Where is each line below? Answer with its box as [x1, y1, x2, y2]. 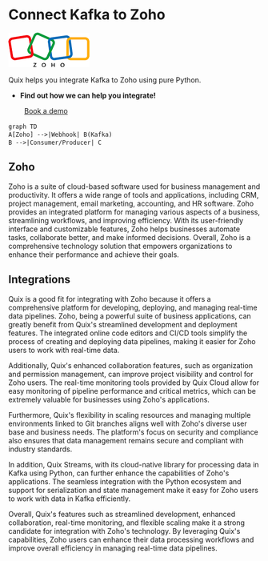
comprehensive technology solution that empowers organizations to [8, 241, 233, 250]
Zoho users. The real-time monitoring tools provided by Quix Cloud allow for [8, 378, 260, 387]
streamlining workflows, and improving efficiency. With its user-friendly [8, 215, 244, 225]
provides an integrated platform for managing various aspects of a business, [8, 206, 260, 217]
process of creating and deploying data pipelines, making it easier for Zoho [8, 336, 256, 346]
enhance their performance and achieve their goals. [8, 250, 180, 259]
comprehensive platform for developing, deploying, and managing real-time [8, 303, 258, 312]
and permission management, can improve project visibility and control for [8, 369, 254, 379]
